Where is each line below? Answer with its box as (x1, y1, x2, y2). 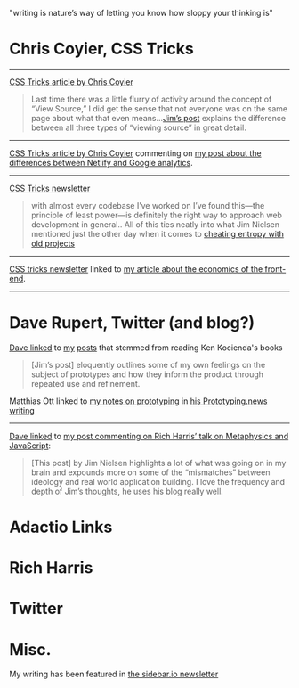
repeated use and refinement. (30, 378, 141, 389)
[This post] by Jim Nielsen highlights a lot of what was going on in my (30, 457, 287, 468)
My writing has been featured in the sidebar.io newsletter (9, 668, 219, 680)
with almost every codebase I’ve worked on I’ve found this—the (30, 200, 265, 210)
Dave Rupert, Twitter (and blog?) (9, 313, 255, 333)
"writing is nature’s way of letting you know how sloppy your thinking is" (9, 8, 273, 18)
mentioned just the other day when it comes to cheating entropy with (30, 228, 285, 239)
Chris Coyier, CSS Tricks (9, 39, 194, 59)
